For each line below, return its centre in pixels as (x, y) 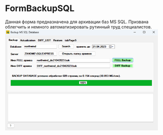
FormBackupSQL (40, 8)
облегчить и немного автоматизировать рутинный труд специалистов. (78, 27)
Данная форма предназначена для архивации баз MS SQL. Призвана (77, 22)
